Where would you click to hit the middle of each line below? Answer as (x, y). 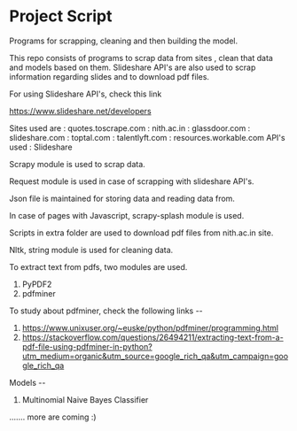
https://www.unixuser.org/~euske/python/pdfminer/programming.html (150, 327)
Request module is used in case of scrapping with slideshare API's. (132, 181)
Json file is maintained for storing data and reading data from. (122, 198)
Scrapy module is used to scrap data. (78, 164)
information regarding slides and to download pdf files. (109, 76)
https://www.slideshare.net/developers (81, 111)
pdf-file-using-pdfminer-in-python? (87, 346)
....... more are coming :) (53, 417)
